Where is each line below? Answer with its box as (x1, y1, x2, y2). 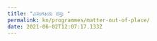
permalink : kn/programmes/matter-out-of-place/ (7, 17, 151, 24)
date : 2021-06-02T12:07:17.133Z (7, 23, 103, 30)
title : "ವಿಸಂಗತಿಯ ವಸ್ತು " (7, 10, 71, 17)
